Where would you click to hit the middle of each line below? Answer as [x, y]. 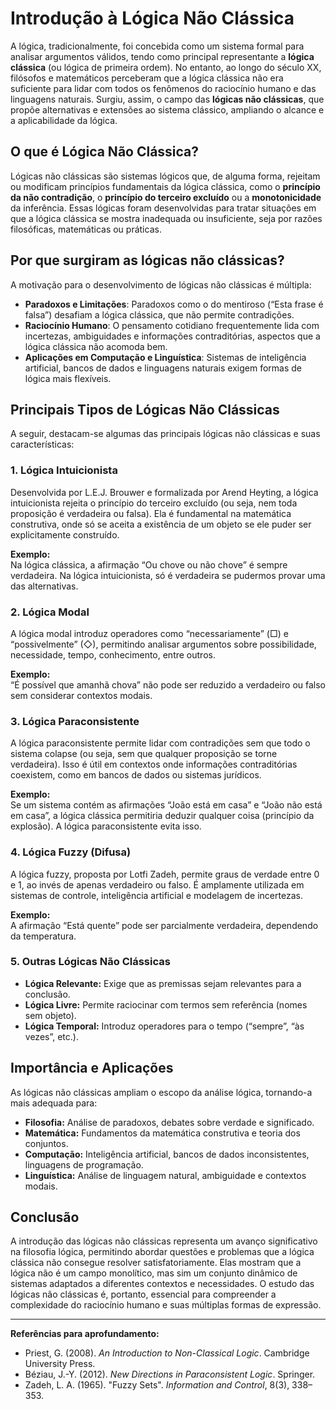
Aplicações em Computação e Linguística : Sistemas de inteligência [165, 357]
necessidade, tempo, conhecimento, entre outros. [113, 654]
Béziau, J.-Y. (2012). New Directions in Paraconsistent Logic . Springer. [170, 1374]
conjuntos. [46, 1143]
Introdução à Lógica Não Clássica [152, 18]
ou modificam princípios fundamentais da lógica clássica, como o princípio [165, 186]
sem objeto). [50, 1015]
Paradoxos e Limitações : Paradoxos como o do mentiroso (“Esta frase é [174, 304]
